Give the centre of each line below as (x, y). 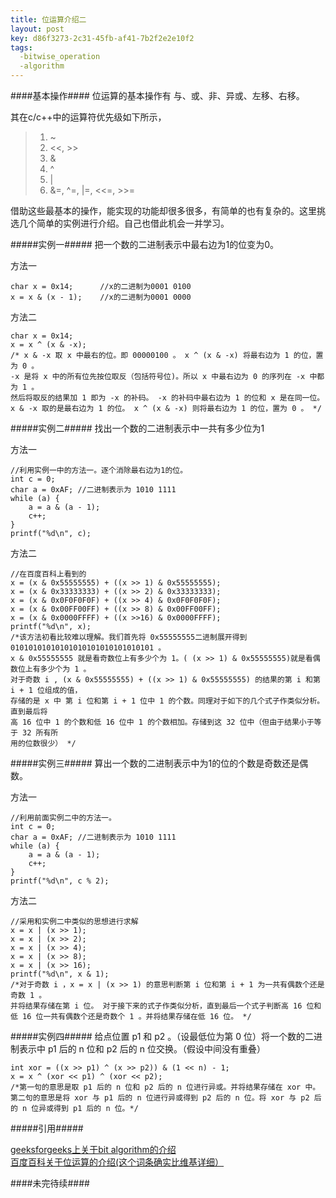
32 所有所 (40, 733)
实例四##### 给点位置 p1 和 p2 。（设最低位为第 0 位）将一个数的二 (176, 1036)
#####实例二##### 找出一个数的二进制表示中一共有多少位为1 (137, 428)
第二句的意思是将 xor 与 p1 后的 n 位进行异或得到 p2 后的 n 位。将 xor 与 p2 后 (166, 1098)
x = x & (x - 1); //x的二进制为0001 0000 (101, 297)
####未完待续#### (50, 1183)
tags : (21, 47)
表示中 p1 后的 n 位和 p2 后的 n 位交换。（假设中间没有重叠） (142, 1049)
